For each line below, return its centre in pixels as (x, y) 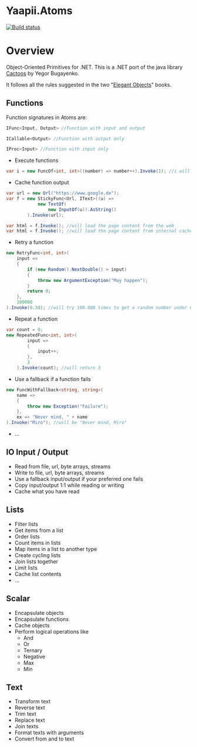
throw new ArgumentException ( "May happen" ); (93, 280)
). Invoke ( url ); (46, 215)
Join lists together (36, 561)
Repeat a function (36, 319)
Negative (34, 657)
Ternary (33, 650)
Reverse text (30, 708)
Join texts (26, 726)
